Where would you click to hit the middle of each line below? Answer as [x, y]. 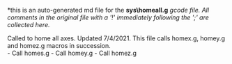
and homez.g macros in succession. [59, 46]
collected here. [29, 25]
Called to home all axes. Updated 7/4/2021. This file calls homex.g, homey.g [116, 38]
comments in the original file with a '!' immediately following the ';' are [108, 17]
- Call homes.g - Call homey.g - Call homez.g [72, 53]
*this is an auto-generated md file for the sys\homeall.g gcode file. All [108, 10]
